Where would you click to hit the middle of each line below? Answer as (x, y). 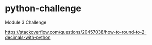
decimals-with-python (28, 37)
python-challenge (43, 9)
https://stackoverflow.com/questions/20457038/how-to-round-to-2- (76, 32)
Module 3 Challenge (26, 22)
